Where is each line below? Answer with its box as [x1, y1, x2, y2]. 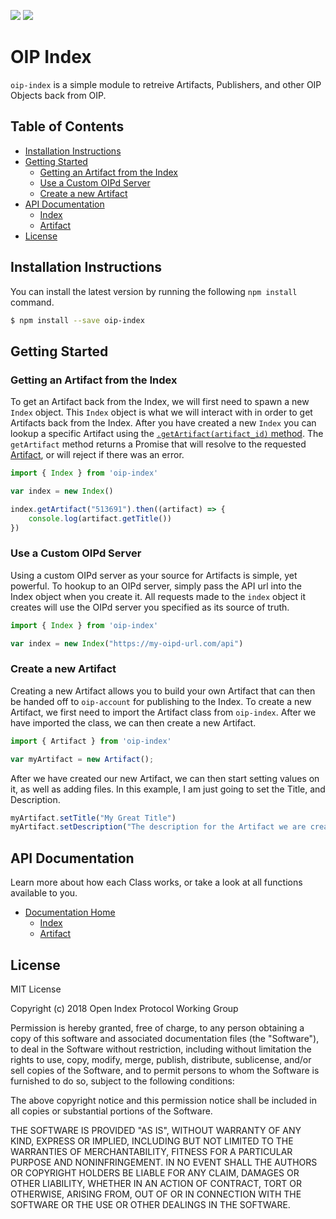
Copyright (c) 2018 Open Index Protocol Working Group [10, 1002, 239, 1014]
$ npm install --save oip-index [10, 315, 145, 325]
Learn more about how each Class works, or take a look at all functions [10, 876, 303, 889]
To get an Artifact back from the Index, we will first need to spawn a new [10, 396, 310, 408]
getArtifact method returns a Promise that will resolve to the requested [10, 438, 307, 450]
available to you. [10, 887, 78, 899]
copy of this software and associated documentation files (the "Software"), [10, 1032, 320, 1044]
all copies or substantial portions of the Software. [10, 1105, 213, 1117]
